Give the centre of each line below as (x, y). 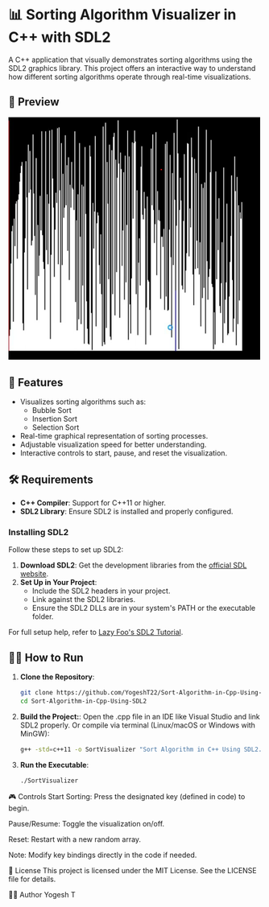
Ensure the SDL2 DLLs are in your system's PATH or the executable (144, 608)
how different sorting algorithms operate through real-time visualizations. (130, 76)
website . (34, 574)
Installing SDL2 (39, 532)
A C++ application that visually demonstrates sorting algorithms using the (130, 60)
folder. (43, 616)
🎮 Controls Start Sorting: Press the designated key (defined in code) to (127, 796)
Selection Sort (56, 427)
